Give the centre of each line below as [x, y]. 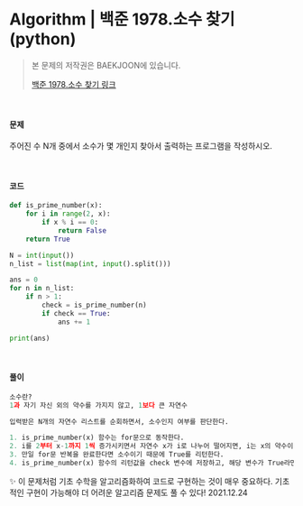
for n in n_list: [42, 289]
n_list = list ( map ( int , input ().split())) [90, 263]
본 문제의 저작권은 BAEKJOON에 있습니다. [106, 65]
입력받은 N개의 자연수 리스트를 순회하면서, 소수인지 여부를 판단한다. [119, 421]
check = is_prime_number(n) [94, 305]
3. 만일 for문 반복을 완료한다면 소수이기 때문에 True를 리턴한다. [117, 455]
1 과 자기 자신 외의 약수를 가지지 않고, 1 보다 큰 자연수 [98, 405]
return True [48, 239]
